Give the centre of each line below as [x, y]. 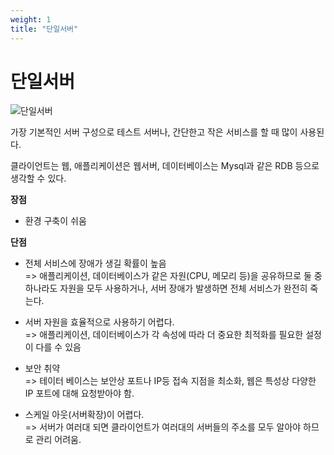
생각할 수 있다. [38, 178]
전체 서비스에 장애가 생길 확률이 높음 [95, 263]
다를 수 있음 [58, 347]
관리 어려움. [58, 440]
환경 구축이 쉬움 [55, 221]
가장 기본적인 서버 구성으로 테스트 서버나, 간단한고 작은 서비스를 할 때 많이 [154, 132]
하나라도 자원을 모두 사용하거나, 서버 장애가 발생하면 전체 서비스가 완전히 [166, 288]
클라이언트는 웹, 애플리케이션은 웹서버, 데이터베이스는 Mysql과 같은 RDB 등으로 [165, 166]
